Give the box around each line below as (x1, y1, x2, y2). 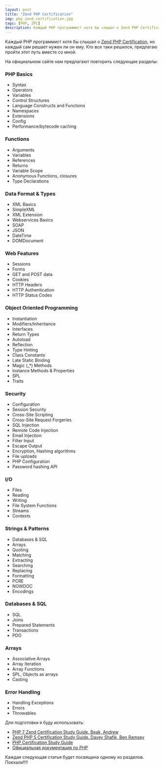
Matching (12, 552, 32, 558)
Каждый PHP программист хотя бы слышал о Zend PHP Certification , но (5, 39, 155, 45)
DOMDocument (12, 238, 44, 244)
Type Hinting (12, 347, 38, 353)
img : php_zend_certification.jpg (5, 16, 73, 21)
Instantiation (12, 316, 38, 321)
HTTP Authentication (12, 287, 55, 293)
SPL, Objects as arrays (12, 671, 58, 678)
